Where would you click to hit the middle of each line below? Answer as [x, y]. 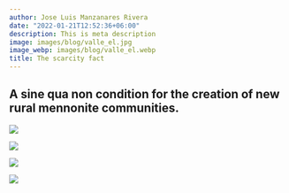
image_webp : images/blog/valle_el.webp [83, 50]
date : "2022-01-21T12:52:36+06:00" [75, 26]
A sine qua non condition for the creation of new [144, 94]
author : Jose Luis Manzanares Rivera [79, 17]
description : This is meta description [83, 34]
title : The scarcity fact [57, 58]
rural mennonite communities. [94, 108]
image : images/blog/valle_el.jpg [71, 42]
